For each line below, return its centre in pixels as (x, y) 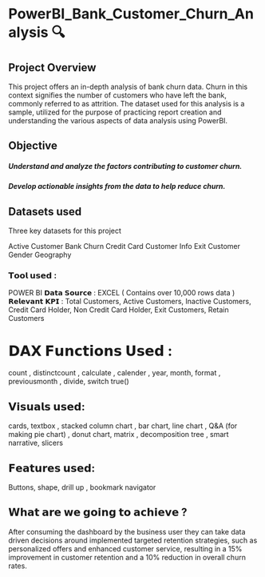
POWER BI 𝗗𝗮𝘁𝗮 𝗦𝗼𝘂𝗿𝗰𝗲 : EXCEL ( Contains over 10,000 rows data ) (122, 293)
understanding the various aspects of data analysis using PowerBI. (118, 120)
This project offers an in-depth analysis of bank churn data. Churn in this (128, 86)
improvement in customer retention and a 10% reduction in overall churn (127, 557)
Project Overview (52, 68)
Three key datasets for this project (65, 231)
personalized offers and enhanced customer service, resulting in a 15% (125, 548)
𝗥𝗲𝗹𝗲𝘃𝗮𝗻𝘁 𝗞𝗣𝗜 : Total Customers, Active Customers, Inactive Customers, (130, 302)
